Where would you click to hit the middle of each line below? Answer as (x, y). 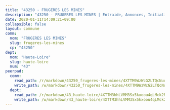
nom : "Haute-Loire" (30, 57)
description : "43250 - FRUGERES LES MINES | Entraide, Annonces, (75, 15)
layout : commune (22, 29)
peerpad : (14, 71)
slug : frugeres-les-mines (37, 43)
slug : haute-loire (29, 62)
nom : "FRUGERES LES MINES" (38, 39)
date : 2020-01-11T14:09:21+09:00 (40, 19)
